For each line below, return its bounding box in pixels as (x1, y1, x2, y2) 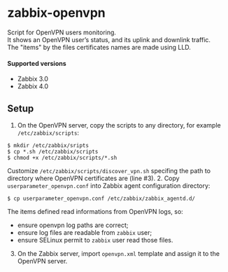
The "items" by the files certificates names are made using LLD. (7, 43, 191, 51)
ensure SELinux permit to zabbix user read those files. (17, 236, 173, 244)
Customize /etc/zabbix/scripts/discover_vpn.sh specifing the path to (7, 166, 211, 175)
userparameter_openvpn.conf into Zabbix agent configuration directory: (7, 181, 211, 190)
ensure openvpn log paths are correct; (17, 221, 129, 229)
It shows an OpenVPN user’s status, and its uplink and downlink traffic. (7, 35, 211, 43)
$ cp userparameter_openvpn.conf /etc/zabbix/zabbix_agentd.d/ (7, 195, 196, 202)
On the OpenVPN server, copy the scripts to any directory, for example (17, 121, 222, 129)
